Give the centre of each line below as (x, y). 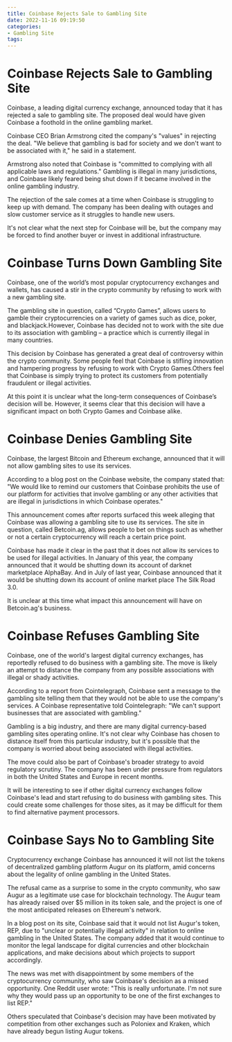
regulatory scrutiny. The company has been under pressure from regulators (115, 769)
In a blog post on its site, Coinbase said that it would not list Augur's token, (114, 923)
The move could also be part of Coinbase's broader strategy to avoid (106, 762)
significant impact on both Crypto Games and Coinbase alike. (95, 411)
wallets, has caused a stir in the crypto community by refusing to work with (114, 290)
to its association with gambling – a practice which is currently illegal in (108, 333)
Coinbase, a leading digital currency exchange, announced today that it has (115, 108)
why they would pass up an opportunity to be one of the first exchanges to (114, 996)
